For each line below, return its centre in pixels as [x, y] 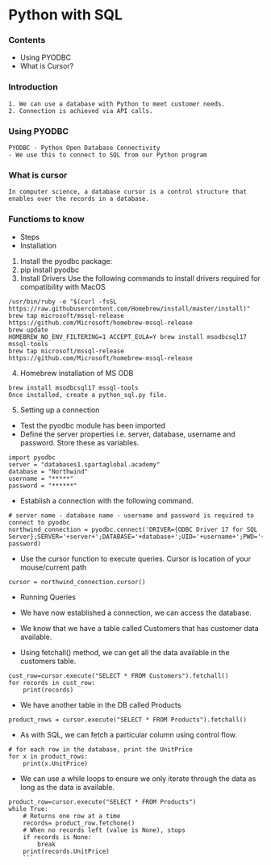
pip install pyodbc [49, 270]
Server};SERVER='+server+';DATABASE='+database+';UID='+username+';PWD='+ [137, 537]
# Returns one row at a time [72, 816]
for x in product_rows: [48, 756]
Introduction [33, 87]
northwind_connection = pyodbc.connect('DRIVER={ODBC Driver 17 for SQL [133, 529]
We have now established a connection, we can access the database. [135, 612]
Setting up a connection [60, 410]
